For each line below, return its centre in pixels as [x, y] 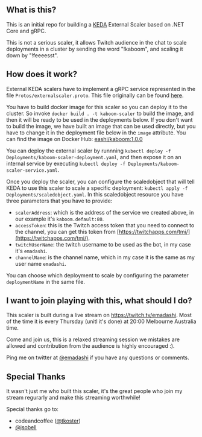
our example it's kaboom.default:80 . [59, 219]
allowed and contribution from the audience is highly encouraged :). [90, 346]
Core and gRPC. [26, 31]
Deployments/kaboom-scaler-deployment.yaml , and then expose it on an [94, 157]
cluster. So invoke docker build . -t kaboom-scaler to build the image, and [100, 113]
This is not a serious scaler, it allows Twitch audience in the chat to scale [96, 42]
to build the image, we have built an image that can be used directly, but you [101, 126]
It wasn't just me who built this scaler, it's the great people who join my [94, 391]
